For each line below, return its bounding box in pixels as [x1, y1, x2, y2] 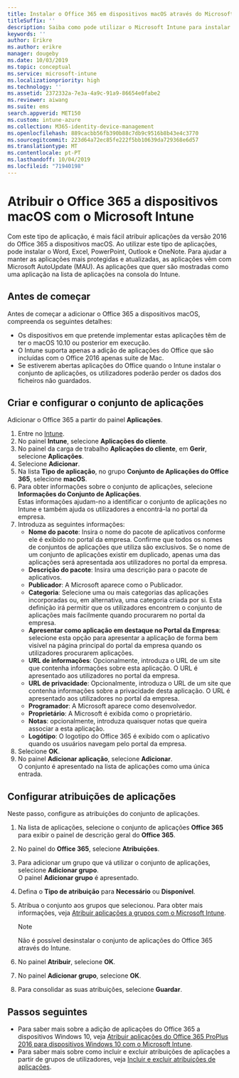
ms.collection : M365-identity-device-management [7, 122, 154, 130]
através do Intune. [17, 944, 71, 953]
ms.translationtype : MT [7, 143, 78, 150]
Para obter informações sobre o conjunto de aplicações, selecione [17, 482, 213, 491]
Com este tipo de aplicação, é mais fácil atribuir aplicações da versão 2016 [7, 232, 228, 241]
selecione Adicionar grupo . [17, 866, 100, 874]
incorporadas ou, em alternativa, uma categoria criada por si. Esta [28, 596, 223, 605]
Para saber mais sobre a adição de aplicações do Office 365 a [17, 1025, 201, 1033]
